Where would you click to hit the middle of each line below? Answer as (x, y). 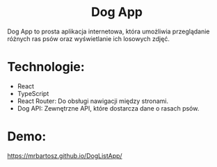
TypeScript (33, 93)
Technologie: (46, 67)
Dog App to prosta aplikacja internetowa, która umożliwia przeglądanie (108, 31)
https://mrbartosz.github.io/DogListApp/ (65, 156)
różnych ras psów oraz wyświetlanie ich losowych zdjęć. (89, 38)
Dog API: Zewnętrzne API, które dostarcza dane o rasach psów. (108, 108)
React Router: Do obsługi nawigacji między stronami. (93, 101)
